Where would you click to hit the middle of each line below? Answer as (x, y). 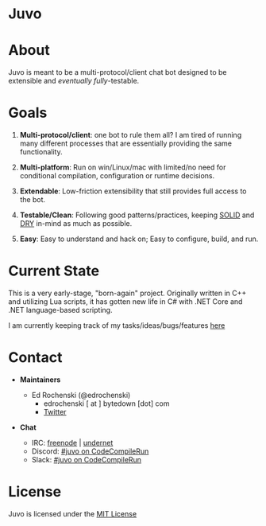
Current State (54, 271)
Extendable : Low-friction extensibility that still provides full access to (133, 191)
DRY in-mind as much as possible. (76, 224)
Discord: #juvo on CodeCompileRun (90, 451)
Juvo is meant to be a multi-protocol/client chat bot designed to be (118, 72)
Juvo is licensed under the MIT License (73, 513)
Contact (35, 358)
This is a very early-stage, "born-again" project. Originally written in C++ (127, 293)
